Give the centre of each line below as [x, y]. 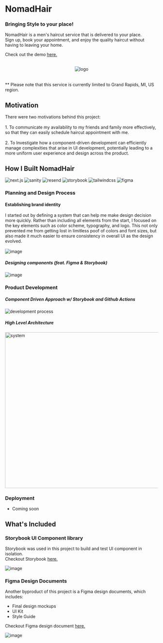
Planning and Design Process [40, 193]
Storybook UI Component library [44, 538]
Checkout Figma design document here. [45, 626]
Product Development [32, 287]
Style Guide [24, 617]
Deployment [20, 498]
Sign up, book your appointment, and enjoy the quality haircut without [75, 40]
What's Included [31, 524]
